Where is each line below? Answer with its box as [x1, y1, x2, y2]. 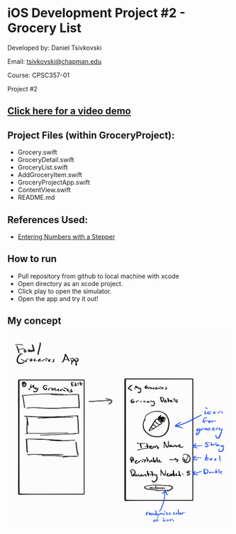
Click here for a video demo [7, 105, 131, 118]
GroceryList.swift [17, 163, 69, 171]
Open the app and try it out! [17, 294, 99, 302]
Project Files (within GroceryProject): [7, 129, 175, 141]
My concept [7, 315, 62, 327]
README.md [17, 193, 55, 202]
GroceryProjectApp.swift [17, 178, 91, 187]
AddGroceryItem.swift [17, 171, 83, 179]
